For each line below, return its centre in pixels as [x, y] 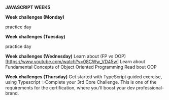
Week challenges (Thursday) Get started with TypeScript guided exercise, [84, 77]
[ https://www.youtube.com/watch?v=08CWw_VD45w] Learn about [75, 62]
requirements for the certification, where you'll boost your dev [70, 88]
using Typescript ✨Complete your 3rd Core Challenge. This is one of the [81, 82]
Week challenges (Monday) [35, 17]
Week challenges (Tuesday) [35, 37]
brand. [12, 93]
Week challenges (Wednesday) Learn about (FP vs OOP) [65, 56]
